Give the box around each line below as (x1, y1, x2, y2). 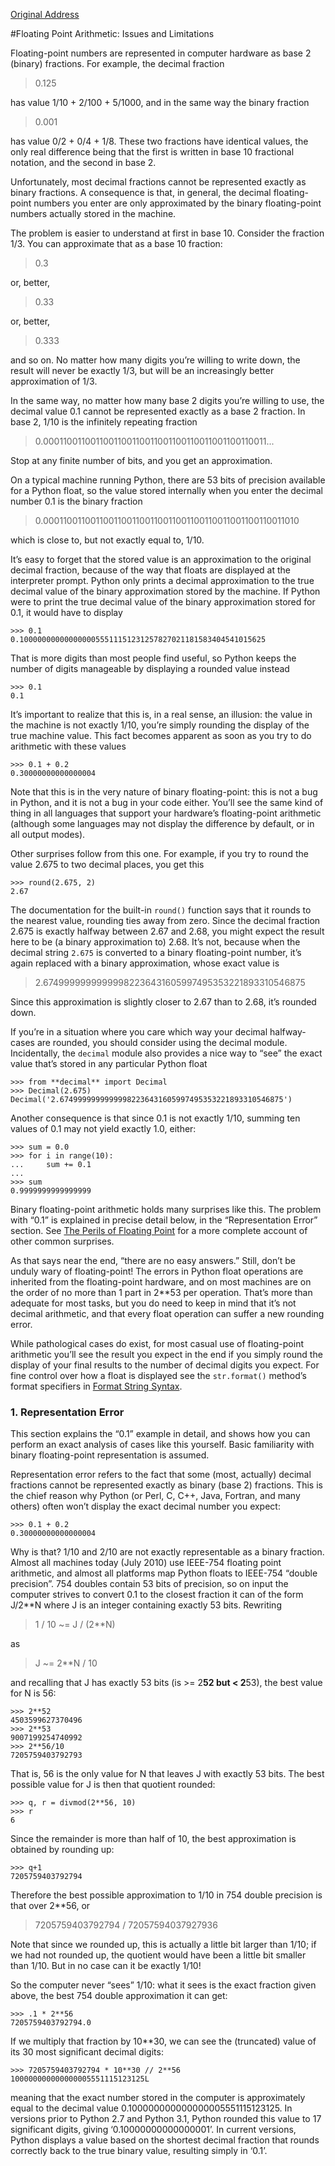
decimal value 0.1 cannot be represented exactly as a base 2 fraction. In (10, 405, 306, 417)
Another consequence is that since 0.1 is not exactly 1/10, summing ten (10, 1112, 301, 1124)
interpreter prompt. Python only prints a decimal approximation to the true (10, 575, 315, 586)
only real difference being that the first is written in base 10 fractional (10, 146, 295, 158)
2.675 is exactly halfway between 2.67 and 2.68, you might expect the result (10, 925, 325, 937)
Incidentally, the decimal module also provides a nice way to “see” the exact (10, 1047, 323, 1059)
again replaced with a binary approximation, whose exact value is (10, 957, 280, 969)
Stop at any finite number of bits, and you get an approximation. (10, 455, 273, 466)
